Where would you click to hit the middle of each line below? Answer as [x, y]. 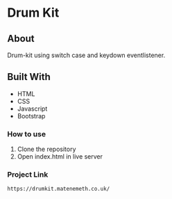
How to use [27, 134]
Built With [29, 77]
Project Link [28, 175]
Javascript [32, 109]
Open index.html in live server [60, 157]
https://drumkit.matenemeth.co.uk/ [59, 189]
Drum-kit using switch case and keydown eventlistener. [86, 55]
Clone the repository [46, 149]
